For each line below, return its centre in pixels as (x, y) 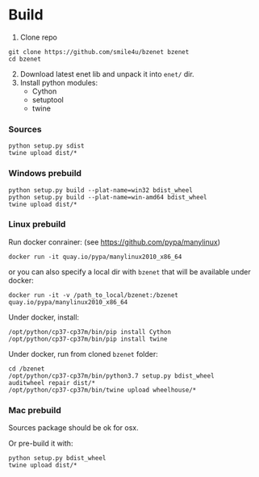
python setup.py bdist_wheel (57, 458)
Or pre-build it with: (41, 444)
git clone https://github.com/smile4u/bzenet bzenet (99, 52)
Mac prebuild (35, 410)
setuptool (48, 99)
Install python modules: (59, 82)
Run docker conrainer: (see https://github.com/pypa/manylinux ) (114, 242)
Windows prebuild (45, 174)
